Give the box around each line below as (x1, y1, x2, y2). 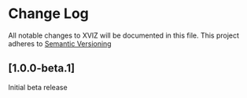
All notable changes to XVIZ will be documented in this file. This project (8, 31, 240, 40)
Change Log (8, 5, 89, 23)
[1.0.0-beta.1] (8, 62, 76, 75)
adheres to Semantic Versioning (8, 38, 112, 48)
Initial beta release (8, 82, 68, 92)
